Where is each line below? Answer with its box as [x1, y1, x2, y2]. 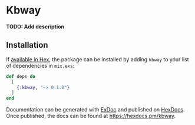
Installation [6, 40, 48, 50]
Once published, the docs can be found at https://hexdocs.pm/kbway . [6, 113, 176, 120]
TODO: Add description [6, 23, 65, 30]
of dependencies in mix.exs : [6, 62, 75, 69]
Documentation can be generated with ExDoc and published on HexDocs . [6, 106, 185, 113]
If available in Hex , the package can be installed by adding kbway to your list [6, 55, 190, 63]
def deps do [6, 73, 35, 80]
